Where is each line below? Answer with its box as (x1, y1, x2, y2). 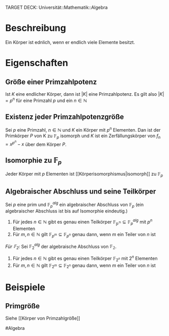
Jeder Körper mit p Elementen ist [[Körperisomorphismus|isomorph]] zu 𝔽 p (5, 171, 163, 178)
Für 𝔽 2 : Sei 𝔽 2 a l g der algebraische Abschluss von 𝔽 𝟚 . (5, 242, 117, 250)
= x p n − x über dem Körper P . (5, 139, 67, 148)
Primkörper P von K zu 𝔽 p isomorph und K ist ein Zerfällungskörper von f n (5, 133, 161, 140)
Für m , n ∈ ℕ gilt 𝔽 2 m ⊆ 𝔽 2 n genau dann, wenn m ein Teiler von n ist (12, 262, 156, 269)
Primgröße (5, 302, 40, 310)
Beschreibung (5, 23, 66, 34)
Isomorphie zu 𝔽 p (5, 156, 62, 166)
